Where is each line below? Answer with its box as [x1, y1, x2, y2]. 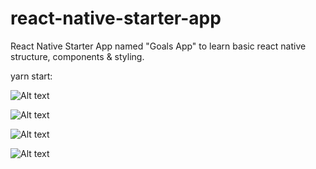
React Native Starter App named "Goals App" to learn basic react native [10, 40, 307, 52]
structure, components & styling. [10, 50, 145, 62]
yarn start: [10, 70, 53, 82]
